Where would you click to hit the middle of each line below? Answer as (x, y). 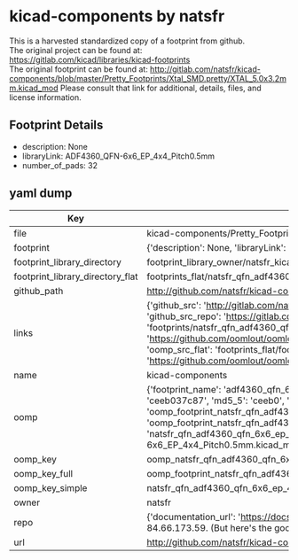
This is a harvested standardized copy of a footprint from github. (127, 41)
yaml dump (41, 194)
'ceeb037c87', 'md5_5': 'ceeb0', (216, 401)
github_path (39, 291)
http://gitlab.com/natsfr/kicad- (205, 69)
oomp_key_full (43, 473)
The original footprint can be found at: (78, 69)
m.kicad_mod (34, 88)
